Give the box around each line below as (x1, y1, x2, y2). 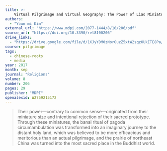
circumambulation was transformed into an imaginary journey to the (17, 125, 157, 131)
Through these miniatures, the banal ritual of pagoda (17, 119, 126, 125)
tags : (5, 49, 16, 54)
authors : (5, 16, 23, 21)
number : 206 (5, 81, 30, 86)
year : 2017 (5, 63, 28, 68)
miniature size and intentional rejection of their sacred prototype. (17, 114, 151, 120)
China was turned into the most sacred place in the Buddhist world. (17, 140, 156, 147)
